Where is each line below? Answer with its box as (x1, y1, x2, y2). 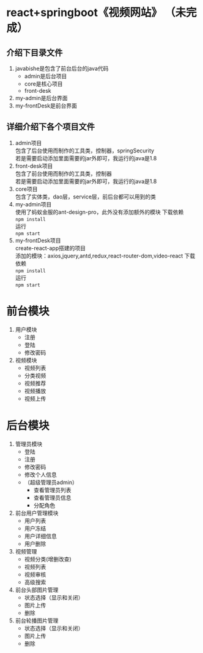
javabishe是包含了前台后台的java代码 (15, 65, 109, 72)
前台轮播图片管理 (15, 617, 59, 624)
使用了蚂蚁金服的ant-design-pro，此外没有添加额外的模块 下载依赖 (15, 208, 184, 216)
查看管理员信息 (33, 494, 72, 501)
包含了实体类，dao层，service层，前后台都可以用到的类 (15, 193, 157, 200)
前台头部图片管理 (15, 586, 59, 593)
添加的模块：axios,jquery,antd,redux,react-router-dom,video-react (15, 252, 183, 259)
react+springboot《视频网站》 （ (6, 6, 175, 20)
